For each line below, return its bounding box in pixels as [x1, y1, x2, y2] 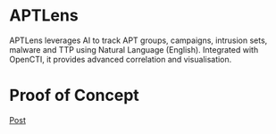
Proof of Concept [9, 86, 140, 105]
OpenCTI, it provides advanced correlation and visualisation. [9, 54, 232, 64]
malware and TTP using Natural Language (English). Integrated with [9, 44, 259, 54]
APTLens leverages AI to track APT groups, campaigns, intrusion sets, [9, 35, 268, 46]
